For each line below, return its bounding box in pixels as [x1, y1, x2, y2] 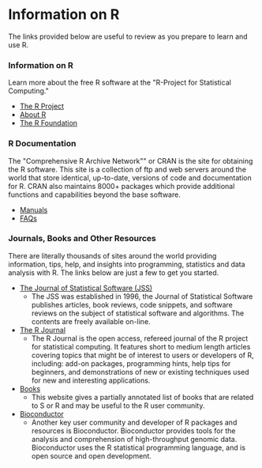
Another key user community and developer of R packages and [31, 417, 238, 427]
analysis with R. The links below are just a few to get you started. [8, 267, 219, 277]
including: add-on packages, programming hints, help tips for [31, 358, 231, 368]
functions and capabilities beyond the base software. [8, 190, 182, 199]
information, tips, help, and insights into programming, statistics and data [8, 259, 246, 269]
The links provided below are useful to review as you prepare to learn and [8, 32, 248, 41]
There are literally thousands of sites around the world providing [8, 251, 217, 260]
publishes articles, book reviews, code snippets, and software [31, 300, 233, 309]
